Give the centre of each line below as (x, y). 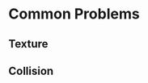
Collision (31, 71)
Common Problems (74, 14)
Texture (28, 44)
